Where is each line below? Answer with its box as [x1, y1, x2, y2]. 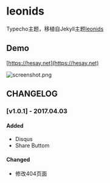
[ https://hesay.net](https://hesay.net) [6, 59, 99, 66]
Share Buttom [15, 142, 50, 150]
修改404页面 [15, 170, 47, 178]
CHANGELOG [6, 89, 58, 99]
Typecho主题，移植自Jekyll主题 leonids [6, 25, 104, 32]
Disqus [15, 136, 33, 143]
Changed [6, 156, 30, 163]
